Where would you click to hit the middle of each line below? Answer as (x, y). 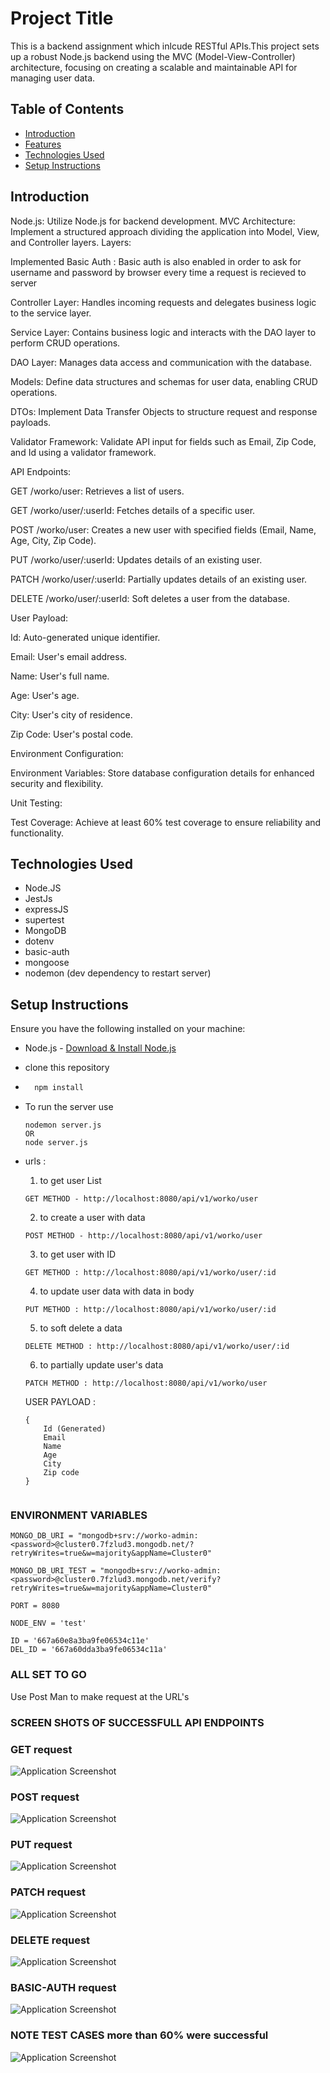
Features (43, 144)
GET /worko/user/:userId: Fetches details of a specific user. (133, 510)
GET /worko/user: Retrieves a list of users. (97, 491)
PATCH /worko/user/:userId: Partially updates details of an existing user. (159, 579)
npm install (59, 1088)
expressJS (46, 909)
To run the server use (69, 1107)
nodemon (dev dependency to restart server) (118, 973)
